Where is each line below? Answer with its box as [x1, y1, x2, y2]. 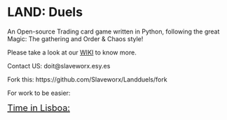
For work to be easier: [7, 89, 71, 97]
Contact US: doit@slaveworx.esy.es [7, 61, 111, 70]
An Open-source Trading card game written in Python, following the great [7, 27, 220, 36]
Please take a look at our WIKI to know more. [7, 48, 137, 57]
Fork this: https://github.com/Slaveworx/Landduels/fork [7, 75, 167, 84]
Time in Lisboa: [7, 102, 70, 114]
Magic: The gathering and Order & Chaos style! [7, 34, 144, 43]
